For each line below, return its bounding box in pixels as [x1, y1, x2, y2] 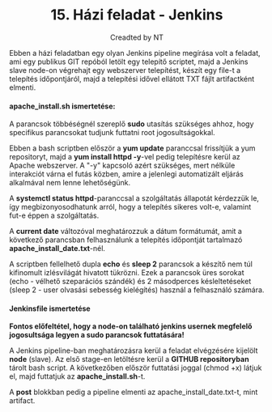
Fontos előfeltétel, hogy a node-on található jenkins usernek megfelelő [9, 321, 253, 331]
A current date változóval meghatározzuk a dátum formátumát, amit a [9, 227, 242, 236]
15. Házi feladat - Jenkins [50, 6, 223, 24]
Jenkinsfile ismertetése [9, 304, 91, 313]
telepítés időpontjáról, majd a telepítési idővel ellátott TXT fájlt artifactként [9, 74, 255, 83]
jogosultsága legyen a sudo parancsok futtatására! [9, 330, 185, 340]
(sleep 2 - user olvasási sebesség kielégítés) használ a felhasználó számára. [9, 285, 265, 295]
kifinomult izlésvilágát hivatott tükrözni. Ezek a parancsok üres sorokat [9, 268, 244, 278]
